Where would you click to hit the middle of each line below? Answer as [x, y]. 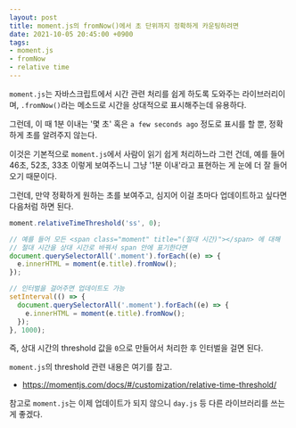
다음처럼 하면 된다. [41, 206]
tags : [19, 42]
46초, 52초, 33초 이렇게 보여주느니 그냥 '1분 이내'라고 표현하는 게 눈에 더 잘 [140, 165]
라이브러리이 [264, 94]
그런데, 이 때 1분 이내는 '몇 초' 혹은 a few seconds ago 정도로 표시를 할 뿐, [138, 123]
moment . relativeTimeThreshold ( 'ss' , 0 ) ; [86, 223]
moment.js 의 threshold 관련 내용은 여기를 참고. [90, 367]
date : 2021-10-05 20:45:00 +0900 [71, 34]
